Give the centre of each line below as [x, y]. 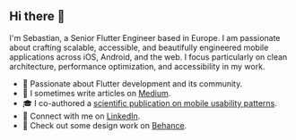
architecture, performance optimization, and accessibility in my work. [137, 66]
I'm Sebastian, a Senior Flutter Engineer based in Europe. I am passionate [145, 37]
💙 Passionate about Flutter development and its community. [132, 83]
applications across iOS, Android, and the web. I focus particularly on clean [148, 57]
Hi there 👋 [37, 16]
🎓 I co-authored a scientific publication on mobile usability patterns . [150, 103]
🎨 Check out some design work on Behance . [104, 125]
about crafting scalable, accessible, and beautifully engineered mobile [139, 47]
